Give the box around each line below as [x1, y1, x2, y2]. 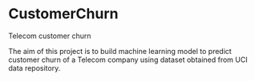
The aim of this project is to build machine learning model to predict [8, 46, 233, 56]
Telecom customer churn [8, 31, 91, 40]
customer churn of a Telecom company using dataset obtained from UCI [8, 55, 248, 64]
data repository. [8, 63, 61, 72]
